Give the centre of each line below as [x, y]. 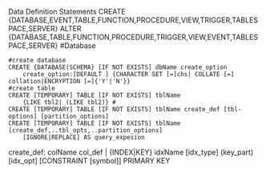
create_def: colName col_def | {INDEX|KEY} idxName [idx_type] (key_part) [131, 152]
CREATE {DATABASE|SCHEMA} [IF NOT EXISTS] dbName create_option [118, 67]
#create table [32, 88]
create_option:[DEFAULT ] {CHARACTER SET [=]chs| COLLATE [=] [129, 74]
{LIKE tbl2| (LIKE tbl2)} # [69, 103]
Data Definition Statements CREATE [67, 12]
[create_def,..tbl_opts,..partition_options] [85, 131]
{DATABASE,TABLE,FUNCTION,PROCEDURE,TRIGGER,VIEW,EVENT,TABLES [133, 37]
